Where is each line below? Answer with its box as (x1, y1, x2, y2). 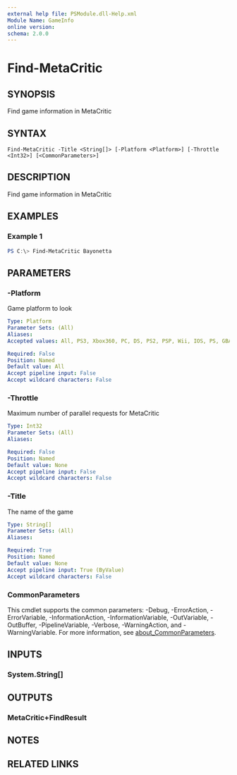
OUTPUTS (7, 691, 53, 703)
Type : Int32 (7, 423, 42, 430)
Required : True (7, 547, 52, 554)
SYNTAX (7, 128, 47, 139)
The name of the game (7, 507, 74, 516)
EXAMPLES (7, 211, 59, 223)
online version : (7, 23, 55, 30)
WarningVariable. (7, 628, 58, 636)
